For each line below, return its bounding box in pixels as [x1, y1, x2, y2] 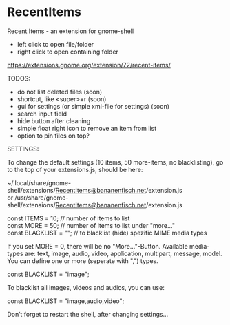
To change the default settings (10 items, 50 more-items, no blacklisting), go [7, 158, 224, 166]
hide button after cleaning [17, 116, 91, 125]
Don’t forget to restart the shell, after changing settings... [7, 310, 169, 318]
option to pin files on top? [17, 132, 90, 140]
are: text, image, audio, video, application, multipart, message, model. [24, 249, 222, 258]
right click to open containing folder [17, 48, 119, 56]
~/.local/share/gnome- [7, 178, 71, 187]
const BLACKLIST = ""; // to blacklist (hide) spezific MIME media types [7, 229, 207, 237]
